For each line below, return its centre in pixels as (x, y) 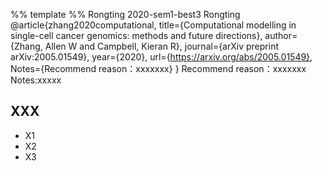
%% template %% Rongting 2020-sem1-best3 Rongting (125, 14)
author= (281, 35)
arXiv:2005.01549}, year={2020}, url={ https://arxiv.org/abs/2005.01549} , (161, 57)
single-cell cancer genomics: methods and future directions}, (136, 35)
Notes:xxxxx (36, 80)
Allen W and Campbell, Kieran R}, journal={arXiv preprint (161, 46)
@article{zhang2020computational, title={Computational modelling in (153, 25)
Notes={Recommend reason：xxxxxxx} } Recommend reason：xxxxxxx (158, 68)
